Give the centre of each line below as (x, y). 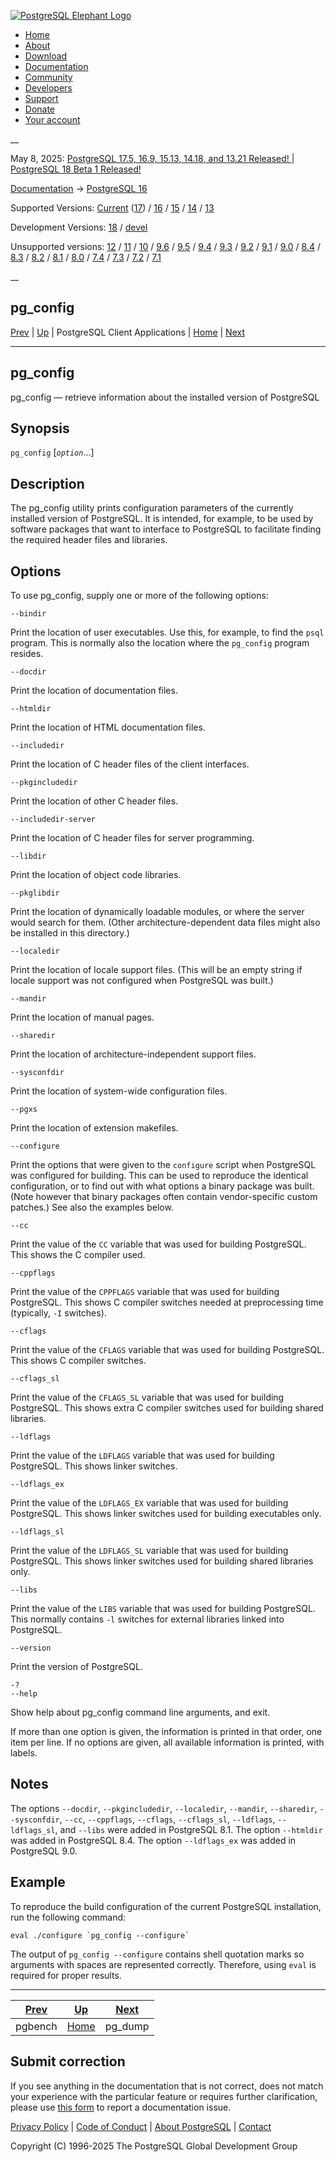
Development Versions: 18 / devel (79, 227)
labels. (24, 1753)
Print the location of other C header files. (94, 801)
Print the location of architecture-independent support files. (133, 1054)
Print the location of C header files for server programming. (132, 838)
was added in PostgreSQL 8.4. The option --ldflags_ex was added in (153, 1840)
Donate (40, 109)
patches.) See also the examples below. (92, 1207)
